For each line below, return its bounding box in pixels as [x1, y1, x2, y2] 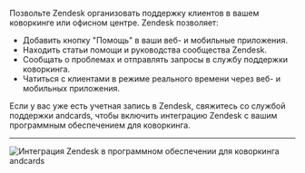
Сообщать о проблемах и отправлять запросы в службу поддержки [22, 54, 289, 64]
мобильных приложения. [22, 83, 121, 93]
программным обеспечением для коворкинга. [9, 120, 191, 130]
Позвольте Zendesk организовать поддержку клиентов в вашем [9, 8, 260, 18]
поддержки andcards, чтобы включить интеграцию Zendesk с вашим [9, 111, 278, 120]
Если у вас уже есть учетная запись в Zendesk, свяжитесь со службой [9, 101, 286, 111]
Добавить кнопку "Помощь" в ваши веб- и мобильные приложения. [22, 35, 289, 45]
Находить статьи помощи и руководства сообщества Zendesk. [22, 44, 268, 55]
